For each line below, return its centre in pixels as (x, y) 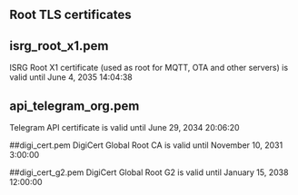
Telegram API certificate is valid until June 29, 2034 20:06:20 (124, 128)
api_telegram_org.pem (74, 106)
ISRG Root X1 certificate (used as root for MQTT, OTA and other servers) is (149, 68)
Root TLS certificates (70, 15)
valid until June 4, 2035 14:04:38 (71, 77)
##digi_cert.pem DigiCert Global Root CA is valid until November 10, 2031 (146, 145)
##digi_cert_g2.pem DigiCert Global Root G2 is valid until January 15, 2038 (149, 172)
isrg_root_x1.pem (59, 46)
